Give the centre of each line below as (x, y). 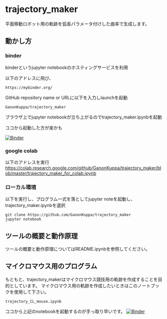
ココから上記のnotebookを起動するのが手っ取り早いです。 (65, 311)
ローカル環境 (21, 187)
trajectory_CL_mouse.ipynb (33, 301)
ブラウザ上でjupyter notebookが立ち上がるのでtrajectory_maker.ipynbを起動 (83, 117)
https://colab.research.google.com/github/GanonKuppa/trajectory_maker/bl (83, 168)
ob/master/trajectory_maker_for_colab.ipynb (51, 173)
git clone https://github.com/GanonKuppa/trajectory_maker (68, 215)
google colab (21, 151)
